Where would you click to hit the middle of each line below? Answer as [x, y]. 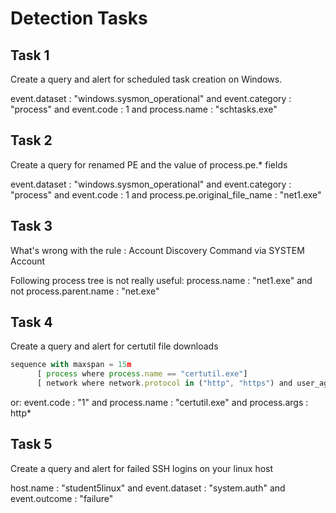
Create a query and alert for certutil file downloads [114, 346]
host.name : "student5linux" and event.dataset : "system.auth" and [148, 488]
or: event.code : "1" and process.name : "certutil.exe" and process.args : [159, 403]
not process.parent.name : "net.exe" [85, 291]
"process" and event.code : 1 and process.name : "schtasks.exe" [144, 109]
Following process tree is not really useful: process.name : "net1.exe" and [161, 280]
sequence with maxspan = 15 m [71, 365]
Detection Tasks [79, 18]
